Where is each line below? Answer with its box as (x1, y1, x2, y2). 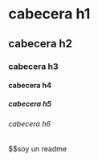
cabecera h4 (8, 81, 52, 91)
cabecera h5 (8, 99, 52, 108)
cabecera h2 (8, 37, 73, 50)
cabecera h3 (8, 61, 59, 72)
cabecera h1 (8, 5, 91, 23)
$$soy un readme (8, 143, 67, 153)
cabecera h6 (8, 119, 51, 129)
